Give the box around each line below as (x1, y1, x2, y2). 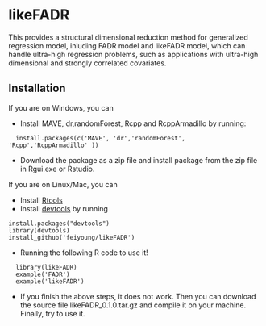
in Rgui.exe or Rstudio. (19, 164, 95, 173)
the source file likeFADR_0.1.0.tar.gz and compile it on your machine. (19, 300, 247, 310)
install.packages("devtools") (8, 219, 110, 228)
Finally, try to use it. (19, 308, 86, 318)
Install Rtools (19, 195, 63, 205)
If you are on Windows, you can (8, 102, 114, 112)
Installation (8, 81, 66, 95)
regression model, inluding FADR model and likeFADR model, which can (8, 40, 246, 50)
